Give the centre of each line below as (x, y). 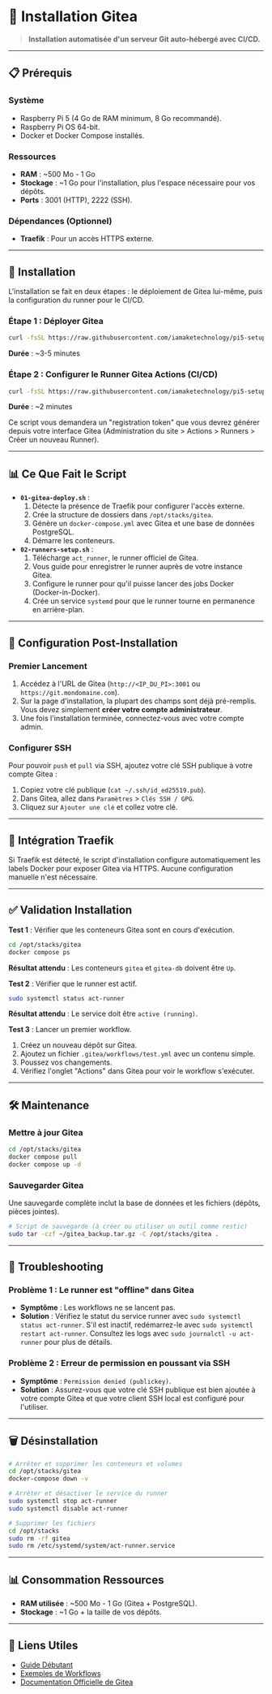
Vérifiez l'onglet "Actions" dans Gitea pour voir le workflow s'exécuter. (137, 1071)
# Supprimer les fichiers (52, 1523)
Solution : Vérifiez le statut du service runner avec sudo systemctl (130, 1316)
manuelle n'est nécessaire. (53, 877)
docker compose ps (39, 952)
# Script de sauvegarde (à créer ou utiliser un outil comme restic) (128, 1227)
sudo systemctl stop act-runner (63, 1502)
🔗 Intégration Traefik (61, 840)
